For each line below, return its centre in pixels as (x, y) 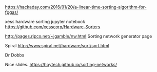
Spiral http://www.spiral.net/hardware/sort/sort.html (57, 45)
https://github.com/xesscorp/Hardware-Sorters (53, 27)
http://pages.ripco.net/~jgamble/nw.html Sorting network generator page (78, 36)
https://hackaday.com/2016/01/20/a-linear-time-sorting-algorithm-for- (76, 7)
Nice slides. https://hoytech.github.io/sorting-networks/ (61, 64)
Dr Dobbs (15, 55)
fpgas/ (12, 12)
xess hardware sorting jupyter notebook (45, 22)
